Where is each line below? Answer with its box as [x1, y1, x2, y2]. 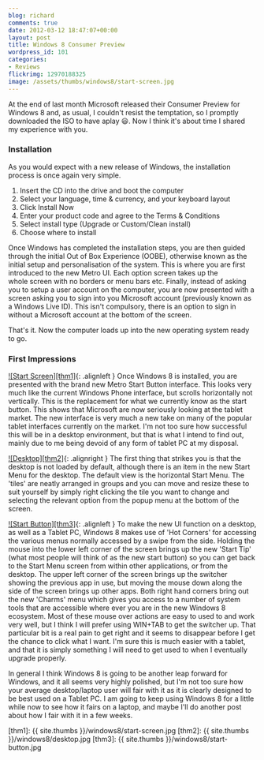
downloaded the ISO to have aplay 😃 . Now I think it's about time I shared [8, 116, 246, 125]
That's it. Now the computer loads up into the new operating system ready [8, 325, 250, 335]
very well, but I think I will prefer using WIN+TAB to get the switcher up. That [8, 620, 256, 630]
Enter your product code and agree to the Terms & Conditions [19, 211, 221, 220]
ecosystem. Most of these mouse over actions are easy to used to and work [8, 612, 255, 621]
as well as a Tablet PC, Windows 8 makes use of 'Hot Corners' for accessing [8, 528, 258, 537]
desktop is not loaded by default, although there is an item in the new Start [8, 462, 251, 472]
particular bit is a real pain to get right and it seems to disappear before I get [8, 628, 256, 638]
